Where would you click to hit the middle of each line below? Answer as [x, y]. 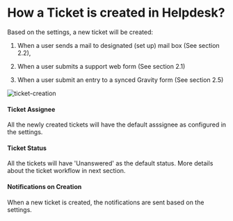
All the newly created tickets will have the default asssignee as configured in [117, 125]
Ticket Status [27, 148]
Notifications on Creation [45, 186]
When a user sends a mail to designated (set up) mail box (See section [119, 45]
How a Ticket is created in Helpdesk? [116, 13]
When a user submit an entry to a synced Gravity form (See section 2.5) [120, 80]
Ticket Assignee [31, 109]
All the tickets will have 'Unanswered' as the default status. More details [110, 163]
